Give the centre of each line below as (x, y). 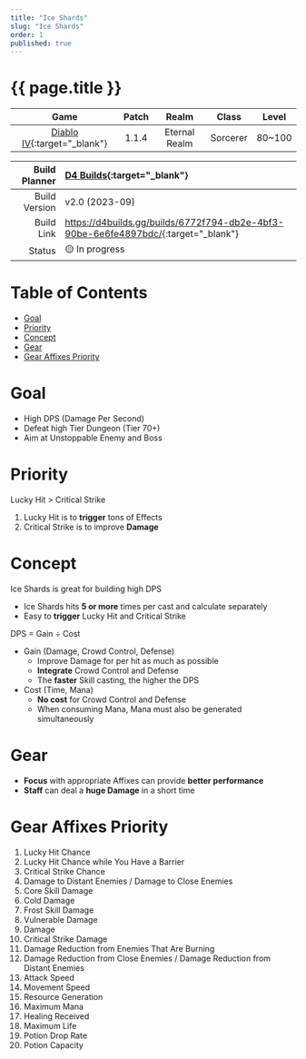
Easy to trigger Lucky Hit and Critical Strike (105, 616)
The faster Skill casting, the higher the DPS (118, 680)
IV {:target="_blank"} (65, 144)
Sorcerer (229, 138)
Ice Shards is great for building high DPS (86, 589)
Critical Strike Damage (65, 939)
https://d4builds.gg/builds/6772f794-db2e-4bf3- (174, 223)
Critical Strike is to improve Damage (91, 527)
